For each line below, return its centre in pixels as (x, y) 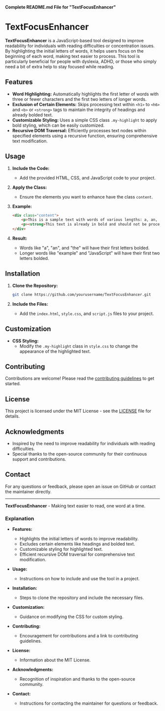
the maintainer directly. (28, 491)
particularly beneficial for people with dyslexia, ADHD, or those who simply (81, 61)
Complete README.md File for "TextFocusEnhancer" (61, 7)
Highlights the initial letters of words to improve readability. (79, 539)
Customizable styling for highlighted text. (61, 549)
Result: (20, 238)
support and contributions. (39, 459)
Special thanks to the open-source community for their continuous (80, 454)
